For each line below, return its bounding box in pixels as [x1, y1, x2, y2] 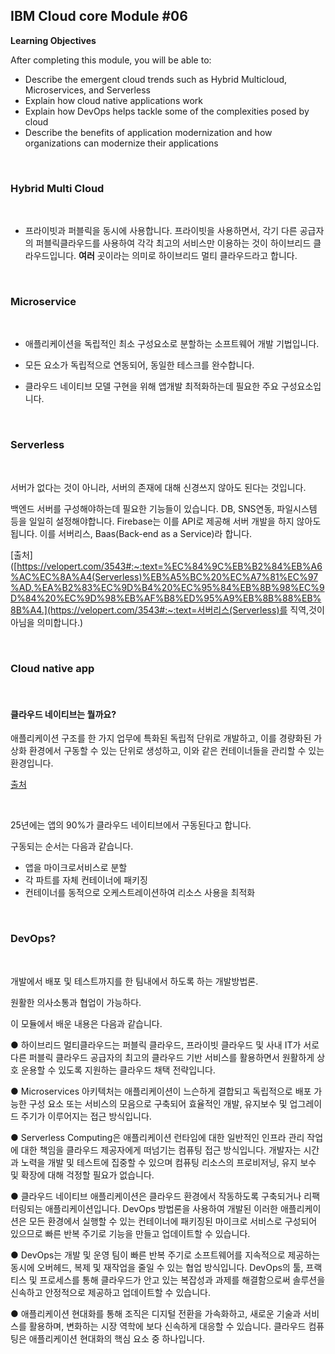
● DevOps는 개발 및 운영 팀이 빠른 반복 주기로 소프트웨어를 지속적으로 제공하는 [10, 1249, 321, 1261]
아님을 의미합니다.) [10, 616, 84, 628]
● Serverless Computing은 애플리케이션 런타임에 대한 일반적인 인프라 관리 [10, 1131, 305, 1143]
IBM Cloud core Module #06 [10, 8, 188, 25]
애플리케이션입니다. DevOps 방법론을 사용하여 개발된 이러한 [44, 1202, 278, 1214]
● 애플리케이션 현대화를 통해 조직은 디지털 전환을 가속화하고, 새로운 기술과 [10, 1307, 302, 1319]
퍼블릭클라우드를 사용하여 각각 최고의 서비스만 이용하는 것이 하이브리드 [35, 237, 312, 249]
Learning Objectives [10, 34, 97, 46]
